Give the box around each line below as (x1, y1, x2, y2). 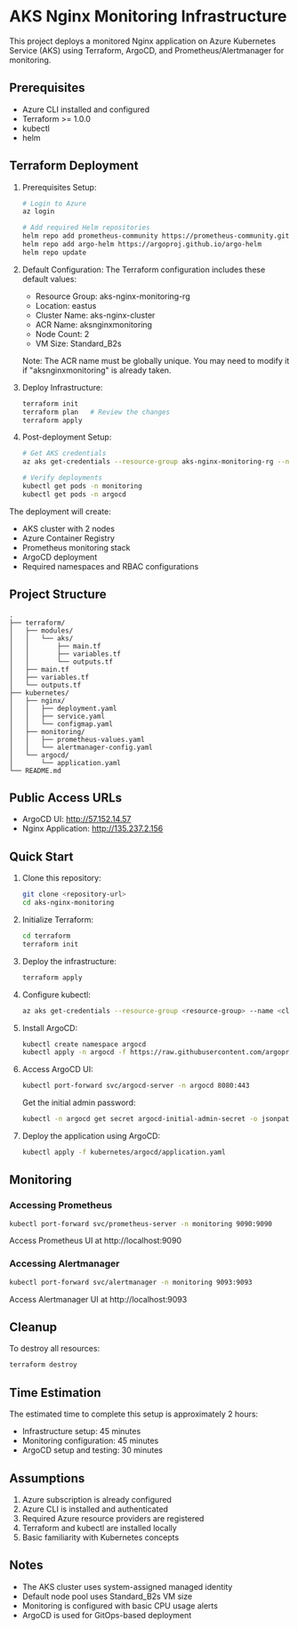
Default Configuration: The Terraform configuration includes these (21, 264, 266, 275)
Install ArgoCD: (21, 1022, 78, 1033)
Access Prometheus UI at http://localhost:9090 (9, 1235, 182, 1246)
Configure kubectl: (21, 989, 91, 1000)
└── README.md (9, 766, 62, 775)
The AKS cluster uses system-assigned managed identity (21, 1581, 233, 1592)
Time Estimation (9, 1385, 101, 1400)
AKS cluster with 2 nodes (21, 523, 116, 534)
